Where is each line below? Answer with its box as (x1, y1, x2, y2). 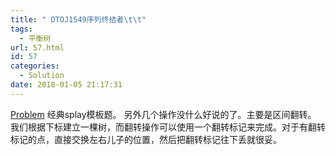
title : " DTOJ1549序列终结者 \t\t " (10, 14, 147, 25)
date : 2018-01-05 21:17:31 (10, 80, 123, 90)
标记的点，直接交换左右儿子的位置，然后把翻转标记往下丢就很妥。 (10, 133, 282, 145)
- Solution (19, 71, 65, 81)
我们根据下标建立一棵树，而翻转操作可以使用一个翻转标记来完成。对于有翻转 (10, 121, 326, 133)
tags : (10, 24, 33, 34)
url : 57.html (10, 42, 65, 53)
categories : (10, 61, 60, 71)
